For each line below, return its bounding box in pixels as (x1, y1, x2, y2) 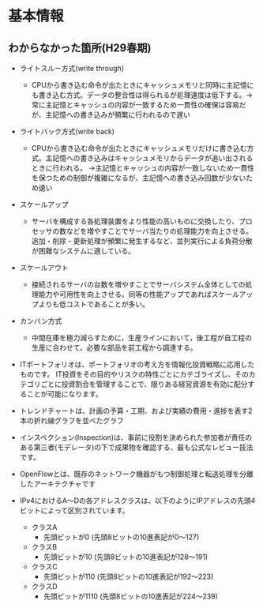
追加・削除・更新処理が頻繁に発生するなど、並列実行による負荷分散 (31, 236, 253, 246)
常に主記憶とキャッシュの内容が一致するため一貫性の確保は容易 (31, 100, 239, 109)
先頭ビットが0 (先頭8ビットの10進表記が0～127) (43, 532, 200, 542)
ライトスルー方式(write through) (19, 64, 125, 73)
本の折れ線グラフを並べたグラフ (19, 416, 124, 425)
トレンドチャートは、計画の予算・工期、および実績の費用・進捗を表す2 (19, 406, 253, 415)
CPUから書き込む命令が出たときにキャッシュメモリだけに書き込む (31, 144, 247, 152)
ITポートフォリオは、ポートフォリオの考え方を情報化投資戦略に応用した (19, 360, 255, 369)
